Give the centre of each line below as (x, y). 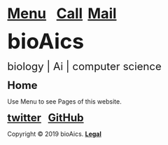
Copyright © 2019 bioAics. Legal (54, 134)
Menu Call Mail (62, 14)
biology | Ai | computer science (85, 66)
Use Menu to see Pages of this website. (64, 102)
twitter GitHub (45, 117)
